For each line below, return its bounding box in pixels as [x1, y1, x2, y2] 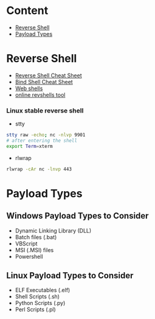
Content [6, 4, 49, 18]
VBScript [15, 240, 38, 247]
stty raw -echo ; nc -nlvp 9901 [6, 132, 86, 138]
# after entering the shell [6, 138, 78, 144]
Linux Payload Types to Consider [6, 270, 134, 281]
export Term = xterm [6, 143, 53, 149]
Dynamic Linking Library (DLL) [15, 226, 92, 234]
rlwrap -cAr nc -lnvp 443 [6, 166, 72, 172]
